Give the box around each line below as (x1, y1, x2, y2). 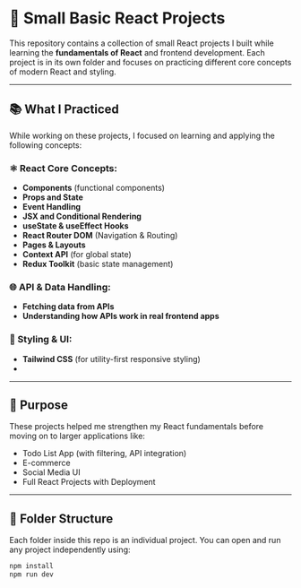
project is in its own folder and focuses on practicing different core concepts (9, 56, 292, 67)
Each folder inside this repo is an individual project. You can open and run (9, 535, 281, 546)
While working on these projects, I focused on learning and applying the (9, 130, 275, 141)
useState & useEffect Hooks (21, 220, 129, 231)
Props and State (21, 192, 83, 203)
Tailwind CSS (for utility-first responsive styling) (21, 353, 202, 364)
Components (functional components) (21, 183, 166, 194)
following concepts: (9, 139, 82, 151)
